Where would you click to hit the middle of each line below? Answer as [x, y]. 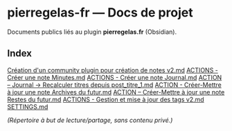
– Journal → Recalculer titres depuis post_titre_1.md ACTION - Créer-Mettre [114, 85]
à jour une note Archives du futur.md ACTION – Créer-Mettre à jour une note [116, 92]
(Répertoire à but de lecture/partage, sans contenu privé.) [90, 120]
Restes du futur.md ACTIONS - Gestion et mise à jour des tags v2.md [106, 99]
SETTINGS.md [28, 107]
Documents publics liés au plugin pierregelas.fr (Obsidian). [92, 32]
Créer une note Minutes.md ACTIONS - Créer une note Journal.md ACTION [115, 77]
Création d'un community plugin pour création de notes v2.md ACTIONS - [113, 70]
